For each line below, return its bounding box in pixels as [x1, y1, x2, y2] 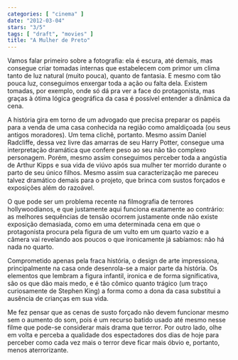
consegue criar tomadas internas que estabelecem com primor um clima [7, 64, 220, 73]
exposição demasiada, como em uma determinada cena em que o [7, 220, 201, 228]
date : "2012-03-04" [7, 17, 65, 24]
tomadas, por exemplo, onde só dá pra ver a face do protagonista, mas [7, 87, 215, 95]
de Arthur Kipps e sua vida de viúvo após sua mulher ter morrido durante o [7, 161, 227, 169]
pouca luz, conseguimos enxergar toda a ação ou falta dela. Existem [7, 79, 207, 88]
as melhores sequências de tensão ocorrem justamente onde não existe [7, 213, 218, 221]
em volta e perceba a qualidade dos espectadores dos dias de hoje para [7, 331, 219, 339]
